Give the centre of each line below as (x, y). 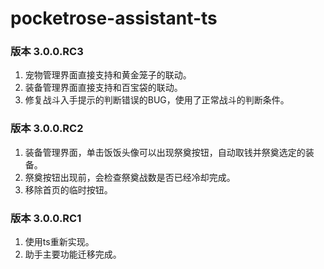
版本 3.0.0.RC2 (47, 129)
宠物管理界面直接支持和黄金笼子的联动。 (108, 75)
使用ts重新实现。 (59, 242)
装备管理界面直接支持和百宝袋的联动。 (103, 88)
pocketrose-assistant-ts (114, 18)
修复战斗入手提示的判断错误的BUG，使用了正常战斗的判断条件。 (157, 100)
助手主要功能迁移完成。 (73, 254)
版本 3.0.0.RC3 (47, 52)
